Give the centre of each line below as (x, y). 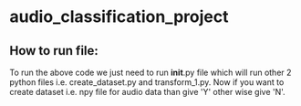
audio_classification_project (119, 17)
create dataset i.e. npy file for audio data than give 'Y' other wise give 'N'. (147, 92)
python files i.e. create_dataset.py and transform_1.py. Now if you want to (147, 82)
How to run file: (54, 51)
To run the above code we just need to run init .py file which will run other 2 (150, 72)
